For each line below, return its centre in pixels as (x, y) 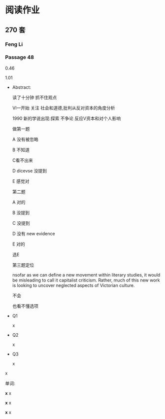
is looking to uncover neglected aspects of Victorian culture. (73, 285)
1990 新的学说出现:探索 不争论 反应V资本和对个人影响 (66, 118)
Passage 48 (20, 57)
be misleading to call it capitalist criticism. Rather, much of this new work (86, 280)
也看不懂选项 (25, 306)
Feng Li (14, 44)
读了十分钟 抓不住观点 (34, 97)
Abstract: (21, 87)
